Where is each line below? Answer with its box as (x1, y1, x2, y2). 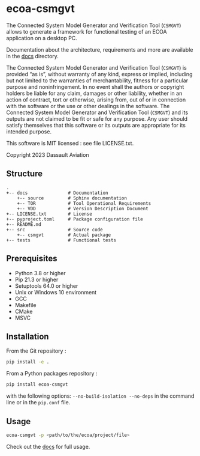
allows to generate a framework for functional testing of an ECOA (6, 28, 167, 35)
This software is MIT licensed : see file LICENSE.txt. (6, 139, 134, 147)
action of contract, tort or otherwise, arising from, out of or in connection (6, 96, 186, 103)
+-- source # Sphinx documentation (17, 195, 128, 201)
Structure (6, 169, 43, 179)
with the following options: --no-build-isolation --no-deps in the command (6, 392, 195, 400)
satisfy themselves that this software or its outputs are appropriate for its (6, 121, 186, 129)
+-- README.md (6, 221, 42, 227)
